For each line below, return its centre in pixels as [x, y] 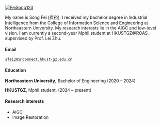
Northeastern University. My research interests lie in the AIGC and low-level [81, 28]
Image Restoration [30, 117]
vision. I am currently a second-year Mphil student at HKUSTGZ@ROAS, [77, 33]
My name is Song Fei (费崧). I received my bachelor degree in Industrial [76, 17]
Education [16, 70]
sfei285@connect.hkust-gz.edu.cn [39, 60]
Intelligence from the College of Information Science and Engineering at [77, 23]
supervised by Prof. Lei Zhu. [33, 38]
